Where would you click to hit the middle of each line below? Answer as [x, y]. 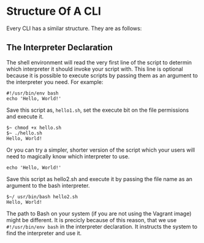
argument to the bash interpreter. [48, 185]
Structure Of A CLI [54, 11]
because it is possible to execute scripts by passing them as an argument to [102, 75]
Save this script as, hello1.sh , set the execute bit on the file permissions [98, 110]
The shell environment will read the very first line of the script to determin [99, 62]
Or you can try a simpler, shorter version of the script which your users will [100, 150]
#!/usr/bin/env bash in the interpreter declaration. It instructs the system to [102, 226]
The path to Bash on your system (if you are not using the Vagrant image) [99, 214]
